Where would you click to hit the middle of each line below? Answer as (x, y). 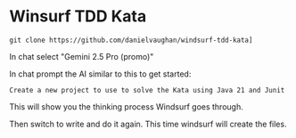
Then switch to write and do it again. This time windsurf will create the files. (148, 124)
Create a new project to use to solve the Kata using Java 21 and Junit (147, 90)
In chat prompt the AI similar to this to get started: (100, 74)
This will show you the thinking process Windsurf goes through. (126, 106)
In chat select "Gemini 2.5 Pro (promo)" (82, 56)
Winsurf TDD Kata (78, 16)
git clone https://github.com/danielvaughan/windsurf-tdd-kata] (131, 40)
